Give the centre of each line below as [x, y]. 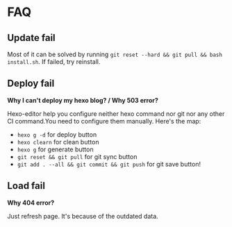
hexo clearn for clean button [58, 142]
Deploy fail [31, 84]
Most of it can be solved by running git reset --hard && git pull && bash [115, 54]
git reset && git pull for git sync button [77, 156]
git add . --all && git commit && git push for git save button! [109, 164]
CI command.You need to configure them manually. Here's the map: [104, 121]
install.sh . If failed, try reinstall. [54, 62]
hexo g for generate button [55, 149]
